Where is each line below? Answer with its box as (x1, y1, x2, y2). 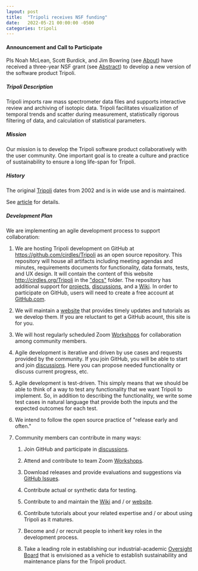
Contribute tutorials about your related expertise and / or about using (23, 510, 193, 517)
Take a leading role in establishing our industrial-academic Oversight (23, 545, 192, 553)
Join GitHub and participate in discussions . (23, 445, 129, 453)
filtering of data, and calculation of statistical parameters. (6, 117, 147, 124)
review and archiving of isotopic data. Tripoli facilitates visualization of (6, 105, 178, 112)
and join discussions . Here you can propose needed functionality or (14, 362, 181, 369)
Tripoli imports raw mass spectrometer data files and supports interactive (6, 98, 186, 105)
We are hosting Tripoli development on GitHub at (14, 245, 134, 252)
